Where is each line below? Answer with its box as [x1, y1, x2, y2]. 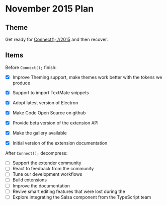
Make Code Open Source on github [12, 110, 86, 116]
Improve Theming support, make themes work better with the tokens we [12, 74, 162, 80]
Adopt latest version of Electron [12, 99, 78, 106]
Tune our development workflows [12, 171, 82, 177]
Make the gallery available [12, 130, 67, 136]
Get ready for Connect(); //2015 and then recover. [5, 36, 108, 42]
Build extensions [12, 177, 47, 183]
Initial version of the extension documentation [12, 140, 108, 146]
